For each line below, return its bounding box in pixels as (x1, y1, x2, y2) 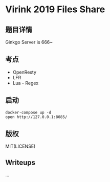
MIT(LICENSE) (5, 143, 36, 149)
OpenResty (12, 69, 37, 75)
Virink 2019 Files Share (5, 4, 105, 15)
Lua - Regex (12, 80, 39, 86)
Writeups (5, 158, 36, 167)
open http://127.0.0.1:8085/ (5, 114, 68, 120)
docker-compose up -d (5, 110, 52, 115)
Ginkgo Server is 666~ (5, 39, 53, 45)
